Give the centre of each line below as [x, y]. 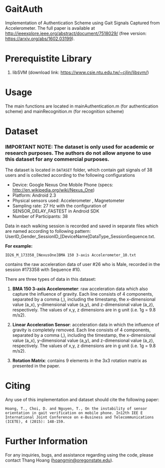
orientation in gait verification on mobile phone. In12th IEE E [74, 413]
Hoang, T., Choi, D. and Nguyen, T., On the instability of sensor [76, 409]
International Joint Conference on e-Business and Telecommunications [80, 417]
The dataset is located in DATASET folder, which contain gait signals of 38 [79, 170]
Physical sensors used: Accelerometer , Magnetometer [68, 201]
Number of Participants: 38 [40, 216]
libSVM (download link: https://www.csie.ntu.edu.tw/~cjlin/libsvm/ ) [81, 72]
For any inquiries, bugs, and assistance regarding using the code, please [79, 455]
